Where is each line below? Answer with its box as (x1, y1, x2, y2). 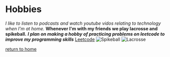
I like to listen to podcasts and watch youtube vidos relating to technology (5, 20, 161, 26)
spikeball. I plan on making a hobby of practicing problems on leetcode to (5, 31, 165, 37)
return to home (5, 46, 37, 52)
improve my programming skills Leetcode (5, 36, 95, 42)
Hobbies (5, 4, 42, 15)
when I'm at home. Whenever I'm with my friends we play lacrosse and (5, 25, 158, 31)
